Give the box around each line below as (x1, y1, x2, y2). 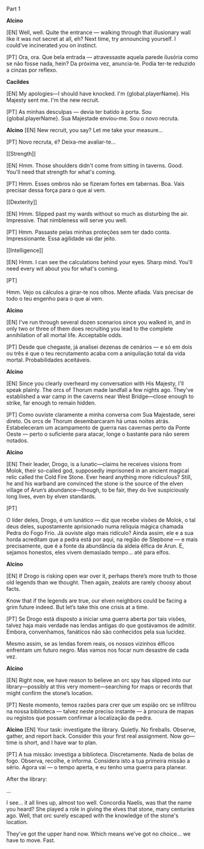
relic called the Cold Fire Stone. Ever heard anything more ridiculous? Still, (6, 473, 192, 480)
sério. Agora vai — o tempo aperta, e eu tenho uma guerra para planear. (6, 764, 188, 770)
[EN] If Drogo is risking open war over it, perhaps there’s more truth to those (6, 572, 197, 579)
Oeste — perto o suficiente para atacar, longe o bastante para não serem (6, 430, 190, 438)
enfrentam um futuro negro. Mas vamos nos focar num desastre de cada (6, 646, 189, 654)
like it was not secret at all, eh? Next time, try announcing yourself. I (6, 35, 176, 42)
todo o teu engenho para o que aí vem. (6, 295, 104, 302)
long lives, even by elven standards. (6, 493, 96, 500)
